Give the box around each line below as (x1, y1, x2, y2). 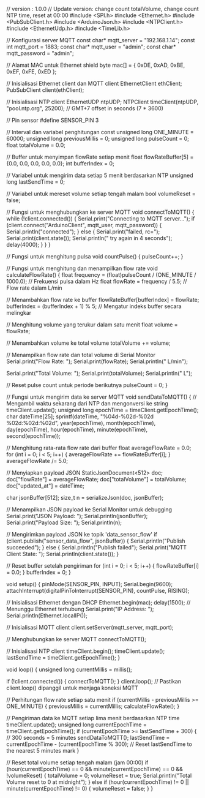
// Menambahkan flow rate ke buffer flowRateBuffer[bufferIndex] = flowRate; (6, 296, 199, 303)
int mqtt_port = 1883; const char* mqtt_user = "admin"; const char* (6, 43, 176, 50)
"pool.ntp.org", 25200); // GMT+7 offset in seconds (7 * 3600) (6, 105, 164, 112)
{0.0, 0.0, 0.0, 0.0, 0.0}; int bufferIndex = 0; (6, 160, 114, 167)
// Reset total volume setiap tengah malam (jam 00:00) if (6, 759, 149, 766)
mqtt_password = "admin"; (6, 50, 75, 57)
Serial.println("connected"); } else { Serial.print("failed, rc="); (6, 228, 160, 235)
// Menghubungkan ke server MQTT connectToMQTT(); (6, 636, 147, 642)
